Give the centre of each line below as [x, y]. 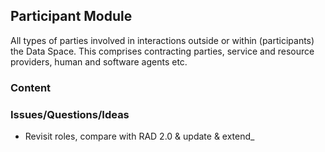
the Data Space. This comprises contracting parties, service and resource [162, 51]
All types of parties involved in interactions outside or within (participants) [162, 40]
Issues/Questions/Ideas [70, 114]
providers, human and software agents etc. [99, 61]
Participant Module [71, 16]
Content [31, 87]
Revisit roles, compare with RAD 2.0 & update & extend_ [139, 136]
